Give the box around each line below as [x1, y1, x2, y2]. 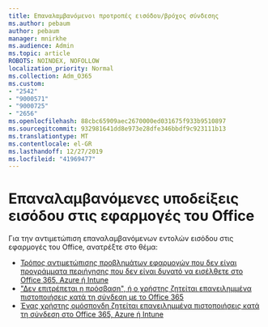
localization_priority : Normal [8, 65, 114, 73]
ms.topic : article [8, 49, 70, 57]
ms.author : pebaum [8, 19, 70, 28]
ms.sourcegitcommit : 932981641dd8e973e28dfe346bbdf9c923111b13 [8, 125, 227, 133]
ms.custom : [8, 79, 45, 87]
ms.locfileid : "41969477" [8, 155, 96, 163]
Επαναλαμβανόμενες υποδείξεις [8, 189, 239, 208]
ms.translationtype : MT [8, 132, 89, 140]
